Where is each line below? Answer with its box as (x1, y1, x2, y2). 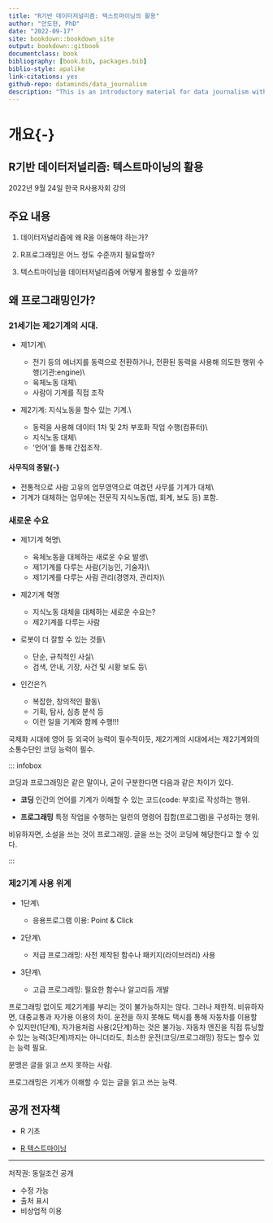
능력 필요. (16, 1042, 48, 1052)
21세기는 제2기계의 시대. (8, 319, 99, 331)
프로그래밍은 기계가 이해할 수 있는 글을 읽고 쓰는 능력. (8, 1076, 177, 1087)
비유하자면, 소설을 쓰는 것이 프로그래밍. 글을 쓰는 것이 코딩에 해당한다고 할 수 (8, 830, 251, 839)
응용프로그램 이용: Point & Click (32, 915, 134, 925)
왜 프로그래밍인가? (8, 293, 96, 307)
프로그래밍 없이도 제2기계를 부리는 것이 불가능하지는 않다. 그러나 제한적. (8, 1002, 236, 1011)
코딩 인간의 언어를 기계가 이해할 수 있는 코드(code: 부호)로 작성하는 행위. (19, 795, 250, 804)
